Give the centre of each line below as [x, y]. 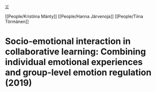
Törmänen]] [17, 22]
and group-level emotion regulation [78, 73]
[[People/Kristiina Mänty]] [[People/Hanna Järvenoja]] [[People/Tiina [74, 16]
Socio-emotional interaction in [68, 41]
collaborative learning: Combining [76, 52]
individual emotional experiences [74, 62]
